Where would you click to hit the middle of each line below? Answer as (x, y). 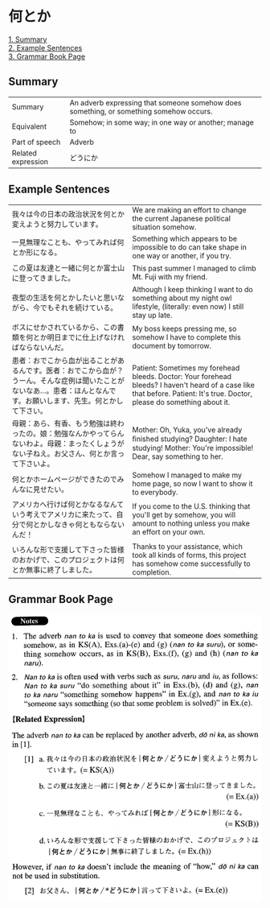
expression (30, 162)
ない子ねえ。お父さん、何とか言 (65, 453)
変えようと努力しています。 (57, 224)
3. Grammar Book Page (47, 56)
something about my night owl (182, 298)
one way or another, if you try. (182, 255)
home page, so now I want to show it (192, 484)
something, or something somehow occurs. (141, 111)
